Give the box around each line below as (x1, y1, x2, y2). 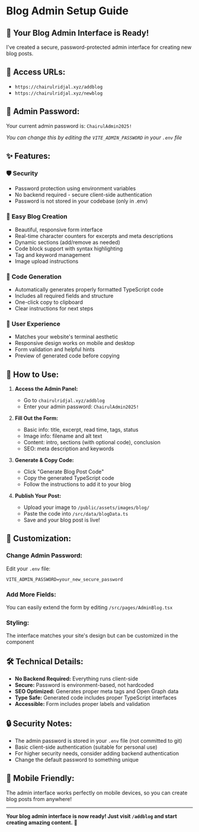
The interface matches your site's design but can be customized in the (6, 632, 179, 639)
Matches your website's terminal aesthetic (14, 333, 118, 340)
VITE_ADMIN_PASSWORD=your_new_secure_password (6, 576, 123, 582)
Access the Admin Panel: (14, 385, 78, 393)
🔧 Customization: (6, 533, 71, 544)
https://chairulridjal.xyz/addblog (14, 84, 103, 90)
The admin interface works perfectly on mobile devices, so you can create (6, 789, 188, 796)
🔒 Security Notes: (6, 718, 72, 729)
